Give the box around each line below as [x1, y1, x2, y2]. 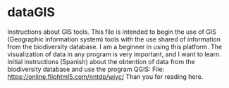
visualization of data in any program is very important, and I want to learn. [7, 50, 222, 58]
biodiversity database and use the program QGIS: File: [7, 65, 165, 73]
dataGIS [7, 4, 55, 20]
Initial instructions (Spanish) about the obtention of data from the [7, 57, 195, 65]
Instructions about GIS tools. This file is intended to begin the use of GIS [7, 27, 216, 36]
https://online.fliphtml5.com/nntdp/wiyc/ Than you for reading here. [7, 72, 204, 81]
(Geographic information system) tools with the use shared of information [7, 34, 221, 43]
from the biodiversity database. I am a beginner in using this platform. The [7, 42, 223, 51]
